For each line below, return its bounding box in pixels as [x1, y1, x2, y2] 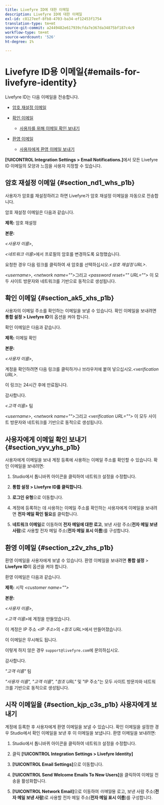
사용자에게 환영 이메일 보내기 [19, 146, 75, 152]
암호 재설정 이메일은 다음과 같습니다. [5, 209, 74, 215]
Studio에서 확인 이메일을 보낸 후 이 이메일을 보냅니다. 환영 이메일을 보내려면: [10, 730, 156, 736]
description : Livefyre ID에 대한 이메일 [5, 12, 82, 17]
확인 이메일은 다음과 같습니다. [5, 324, 62, 330]
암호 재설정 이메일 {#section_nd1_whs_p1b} [5, 179, 135, 187]
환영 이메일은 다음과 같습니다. [5, 574, 62, 580]
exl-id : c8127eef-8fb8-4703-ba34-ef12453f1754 [5, 16, 102, 21]
